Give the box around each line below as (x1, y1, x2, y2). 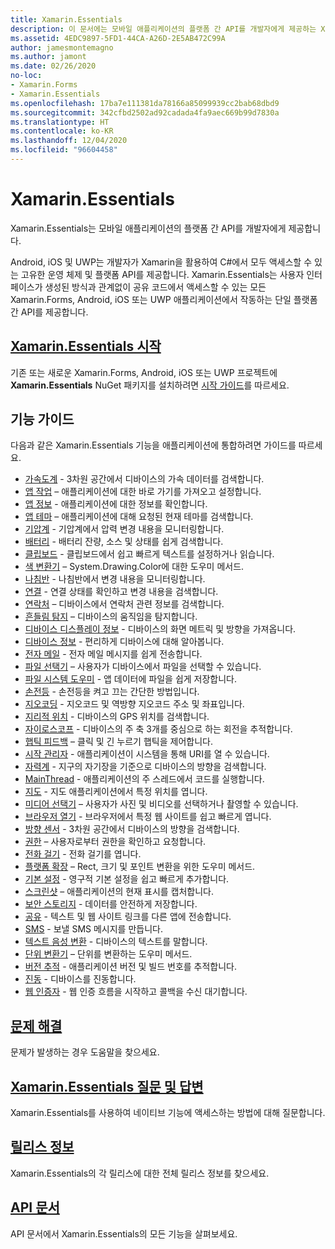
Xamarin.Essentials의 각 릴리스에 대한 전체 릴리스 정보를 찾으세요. (10, 1167, 270, 1179)
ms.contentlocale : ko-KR (10, 126, 114, 136)
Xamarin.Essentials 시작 (10, 338, 162, 355)
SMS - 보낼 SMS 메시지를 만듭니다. (24, 923, 163, 935)
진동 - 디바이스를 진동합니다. (24, 973, 137, 985)
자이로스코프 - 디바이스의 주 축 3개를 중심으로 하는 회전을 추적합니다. (24, 723, 293, 735)
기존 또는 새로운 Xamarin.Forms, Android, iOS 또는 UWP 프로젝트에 (10, 366, 278, 378)
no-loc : (10, 71, 43, 81)
